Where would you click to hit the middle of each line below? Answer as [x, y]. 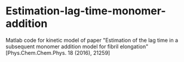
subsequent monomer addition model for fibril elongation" [77, 46]
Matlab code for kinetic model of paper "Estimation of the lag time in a [92, 40]
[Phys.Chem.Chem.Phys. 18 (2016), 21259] [58, 52]
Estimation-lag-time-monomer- [86, 11]
